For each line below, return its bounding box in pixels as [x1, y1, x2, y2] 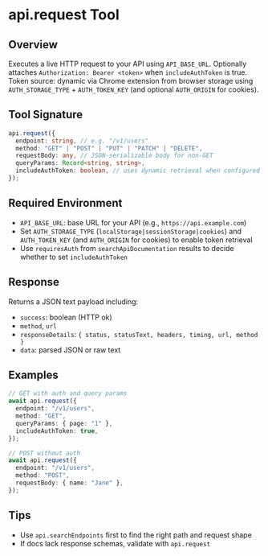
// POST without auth [8, 449, 81, 457]
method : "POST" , [15, 472, 70, 480]
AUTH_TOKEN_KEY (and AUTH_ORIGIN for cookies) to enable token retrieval [19, 235, 253, 245]
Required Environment [8, 196, 123, 210]
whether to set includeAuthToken [19, 252, 128, 262]
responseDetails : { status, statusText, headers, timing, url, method [19, 329, 258, 339]
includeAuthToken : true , [15, 426, 99, 435]
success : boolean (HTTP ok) [19, 312, 112, 322]
